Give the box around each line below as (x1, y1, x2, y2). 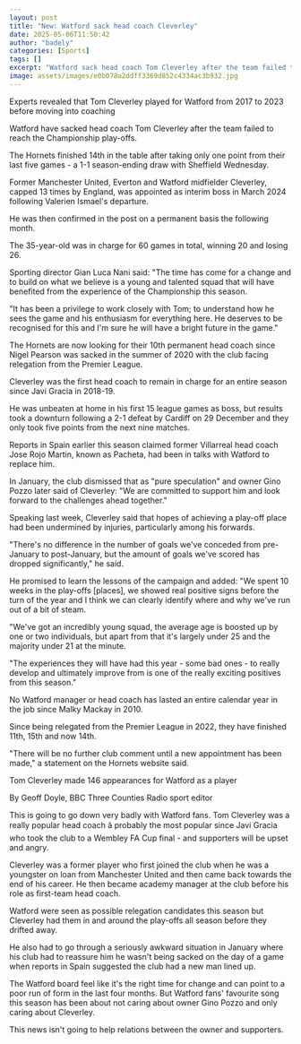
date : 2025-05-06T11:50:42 (9, 30, 110, 39)
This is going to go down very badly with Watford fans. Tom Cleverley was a (9, 809, 290, 820)
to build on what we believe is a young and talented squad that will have (9, 276, 275, 287)
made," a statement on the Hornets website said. (9, 757, 190, 768)
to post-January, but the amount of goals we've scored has (41, 548, 260, 559)
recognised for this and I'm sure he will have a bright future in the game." (9, 322, 279, 332)
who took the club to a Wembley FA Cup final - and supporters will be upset (9, 833, 288, 843)
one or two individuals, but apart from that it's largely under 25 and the (9, 631, 271, 642)
